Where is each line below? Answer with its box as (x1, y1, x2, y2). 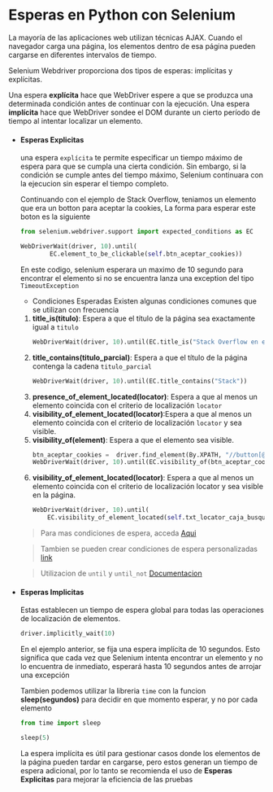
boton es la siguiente (19, 212, 91, 221)
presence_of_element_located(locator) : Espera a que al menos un (32, 392, 258, 401)
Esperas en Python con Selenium (8, 6, 236, 24)
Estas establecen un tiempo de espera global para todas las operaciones (19, 605, 264, 615)
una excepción (19, 670, 71, 680)
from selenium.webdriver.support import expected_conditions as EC (19, 228, 253, 236)
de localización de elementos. (19, 614, 120, 624)
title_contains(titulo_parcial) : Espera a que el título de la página (32, 352, 248, 362)
